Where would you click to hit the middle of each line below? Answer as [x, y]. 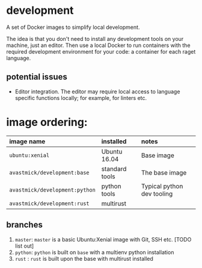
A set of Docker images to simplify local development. [73, 27]
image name [27, 141]
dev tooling [157, 193]
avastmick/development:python [53, 190]
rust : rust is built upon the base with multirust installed [84, 258]
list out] [24, 246]
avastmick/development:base [49, 173]
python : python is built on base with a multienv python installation [94, 252]
